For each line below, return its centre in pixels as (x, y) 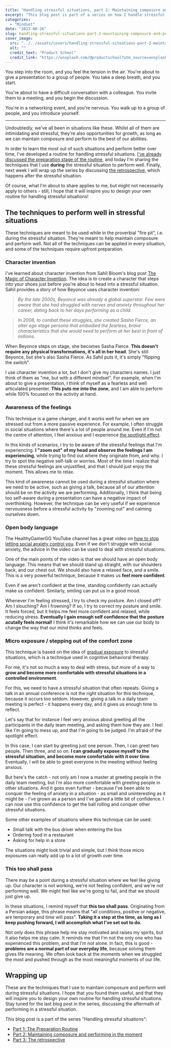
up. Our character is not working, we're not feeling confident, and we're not (84, 885)
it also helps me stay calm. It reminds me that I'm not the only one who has (83, 938)
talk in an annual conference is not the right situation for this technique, (80, 694)
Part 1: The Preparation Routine (45, 1029)
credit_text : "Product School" (43, 53)
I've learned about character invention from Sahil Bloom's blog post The (81, 273)
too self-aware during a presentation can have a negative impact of (76, 498)
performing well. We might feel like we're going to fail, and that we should (82, 891)
